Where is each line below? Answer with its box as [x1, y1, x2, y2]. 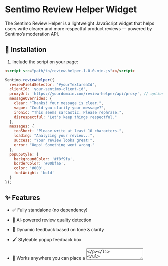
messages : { [9, 124, 35, 129]
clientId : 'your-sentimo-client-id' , [9, 87, 88, 92]
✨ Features [5, 194, 40, 202]
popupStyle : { [9, 152, 39, 157]
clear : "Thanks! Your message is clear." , [14, 101, 104, 106]
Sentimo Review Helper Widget [5, 4, 137, 15]
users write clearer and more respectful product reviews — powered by [5, 25, 152, 31]
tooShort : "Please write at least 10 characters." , [14, 129, 124, 134]
